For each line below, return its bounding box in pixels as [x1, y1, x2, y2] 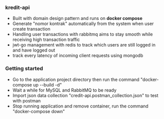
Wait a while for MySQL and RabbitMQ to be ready [12, 87, 117, 93]
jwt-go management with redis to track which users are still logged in [12, 42, 155, 48]
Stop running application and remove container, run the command [12, 103, 149, 109]
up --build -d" [33, 81, 62, 87]
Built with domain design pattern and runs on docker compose [12, 15, 143, 21]
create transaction [12, 26, 51, 32]
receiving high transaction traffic [12, 36, 80, 42]
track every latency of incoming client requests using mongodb [12, 52, 143, 58]
